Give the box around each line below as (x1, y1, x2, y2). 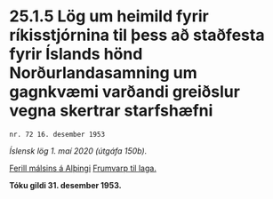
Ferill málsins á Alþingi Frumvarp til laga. (9, 163, 157, 173)
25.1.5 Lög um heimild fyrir (9, 6, 209, 27)
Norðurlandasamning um (9, 63, 197, 84)
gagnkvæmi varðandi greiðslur (9, 82, 240, 102)
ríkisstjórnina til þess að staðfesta (9, 25, 265, 45)
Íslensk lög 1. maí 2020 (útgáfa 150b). (9, 145, 148, 156)
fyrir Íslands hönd (9, 44, 143, 64)
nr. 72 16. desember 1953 (9, 130, 105, 139)
